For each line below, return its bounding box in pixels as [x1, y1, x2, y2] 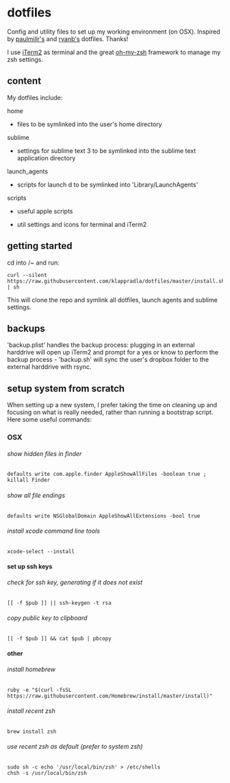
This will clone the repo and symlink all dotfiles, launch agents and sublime [7, 296, 218, 304]
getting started [7, 240, 73, 252]
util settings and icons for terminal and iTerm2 [16, 220, 147, 228]
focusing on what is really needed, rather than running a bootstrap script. [7, 408, 214, 416]
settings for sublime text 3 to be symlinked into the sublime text [16, 146, 196, 155]
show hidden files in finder [7, 449, 82, 457]
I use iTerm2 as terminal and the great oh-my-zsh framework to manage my [7, 48, 221, 56]
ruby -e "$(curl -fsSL [7, 686, 72, 693]
